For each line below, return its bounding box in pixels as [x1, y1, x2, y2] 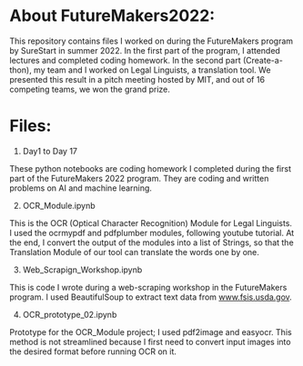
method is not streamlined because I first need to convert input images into [9, 336, 291, 347]
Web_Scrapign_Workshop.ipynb [22, 264, 143, 275]
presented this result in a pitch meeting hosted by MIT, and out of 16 [9, 74, 266, 84]
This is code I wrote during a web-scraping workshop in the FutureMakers [9, 282, 288, 292]
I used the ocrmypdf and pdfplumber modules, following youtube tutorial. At [9, 227, 295, 238]
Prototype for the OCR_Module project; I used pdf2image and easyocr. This [9, 326, 293, 337]
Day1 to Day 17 [22, 145, 78, 156]
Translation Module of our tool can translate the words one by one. [9, 246, 259, 257]
